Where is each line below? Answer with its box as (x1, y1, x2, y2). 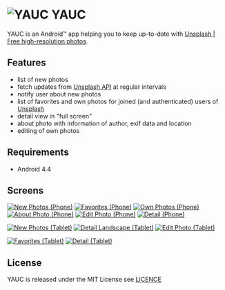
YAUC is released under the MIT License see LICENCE (7, 276, 162, 284)
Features (7, 57, 46, 69)
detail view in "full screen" (17, 112, 92, 120)
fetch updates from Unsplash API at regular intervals (17, 83, 167, 91)
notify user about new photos (17, 90, 101, 98)
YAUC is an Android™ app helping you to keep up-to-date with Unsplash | (7, 30, 215, 38)
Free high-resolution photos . (7, 37, 88, 45)
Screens (7, 185, 43, 196)
